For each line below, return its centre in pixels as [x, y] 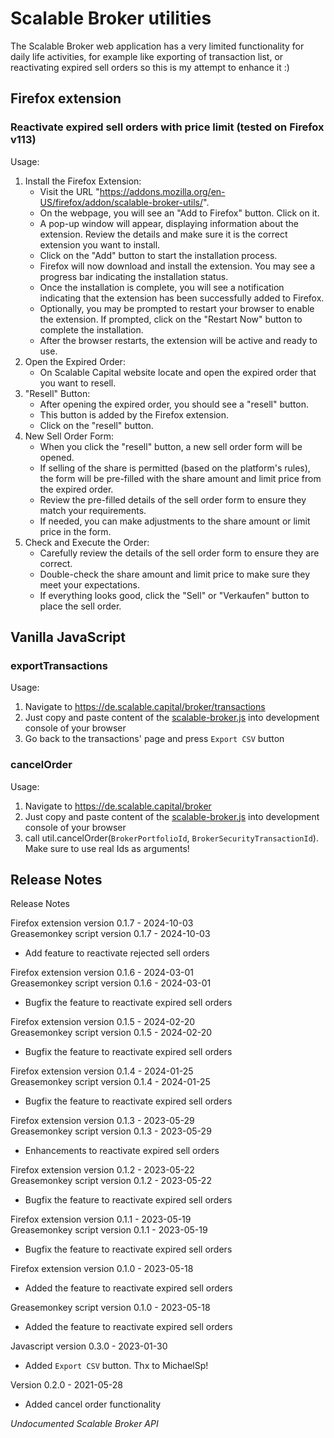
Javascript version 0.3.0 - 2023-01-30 [89, 1346]
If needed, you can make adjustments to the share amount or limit [175, 521]
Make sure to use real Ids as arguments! [107, 848]
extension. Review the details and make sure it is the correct [163, 234]
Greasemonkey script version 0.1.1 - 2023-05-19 [109, 1230]
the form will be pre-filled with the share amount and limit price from [180, 478]
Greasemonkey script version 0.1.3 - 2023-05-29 [111, 1131]
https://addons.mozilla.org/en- [162, 191]
